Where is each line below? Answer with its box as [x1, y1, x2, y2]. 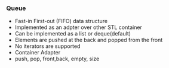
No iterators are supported [14, 43, 81, 50]
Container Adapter [14, 49, 61, 56]
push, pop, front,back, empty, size [14, 55, 100, 63]
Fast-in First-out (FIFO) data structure [14, 18, 108, 25]
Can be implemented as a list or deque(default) [14, 30, 131, 37]
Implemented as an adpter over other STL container [14, 24, 142, 31]
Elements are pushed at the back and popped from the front [14, 37, 163, 44]
